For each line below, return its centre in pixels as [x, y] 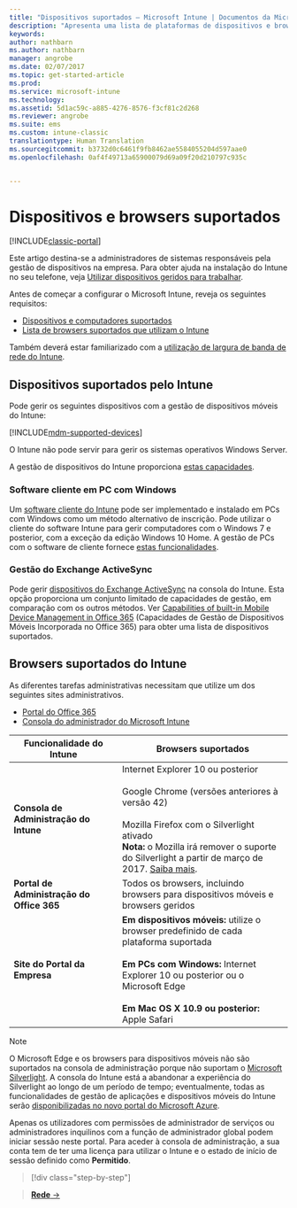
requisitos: [28, 304]
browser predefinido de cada [183, 931]
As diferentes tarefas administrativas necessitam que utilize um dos [132, 685]
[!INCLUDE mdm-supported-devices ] [76, 433]
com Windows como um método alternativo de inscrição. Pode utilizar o [140, 518]
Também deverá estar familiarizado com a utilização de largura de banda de [148, 347]
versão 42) [145, 802]
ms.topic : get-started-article [67, 75]
